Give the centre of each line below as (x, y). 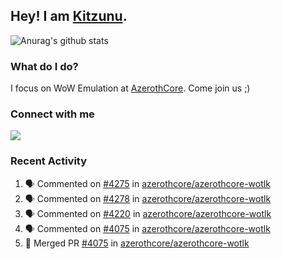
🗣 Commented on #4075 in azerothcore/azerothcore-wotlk (147, 228)
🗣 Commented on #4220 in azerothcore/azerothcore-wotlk (148, 213)
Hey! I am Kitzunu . (69, 16)
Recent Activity (49, 161)
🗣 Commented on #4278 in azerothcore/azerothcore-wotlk (148, 198)
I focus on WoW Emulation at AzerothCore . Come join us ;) (130, 88)
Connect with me (52, 114)
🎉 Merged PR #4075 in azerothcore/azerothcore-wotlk (137, 243)
